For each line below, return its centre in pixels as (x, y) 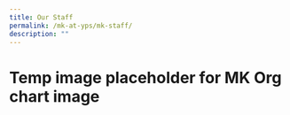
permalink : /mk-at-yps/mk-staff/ (71, 26)
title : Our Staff (41, 17)
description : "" (39, 34)
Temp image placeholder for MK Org (145, 77)
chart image (55, 96)
